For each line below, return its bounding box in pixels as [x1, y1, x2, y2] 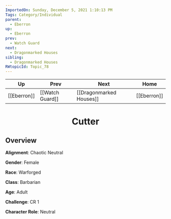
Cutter [71, 116, 100, 127]
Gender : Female [5, 159, 39, 166]
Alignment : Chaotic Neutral [5, 150, 64, 156]
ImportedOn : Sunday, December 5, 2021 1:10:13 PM [5, 7, 113, 13]
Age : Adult [5, 189, 28, 195]
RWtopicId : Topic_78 [5, 64, 49, 69]
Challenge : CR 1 [5, 199, 39, 205]
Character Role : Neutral [5, 209, 56, 215]
